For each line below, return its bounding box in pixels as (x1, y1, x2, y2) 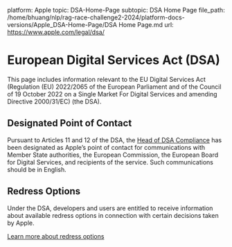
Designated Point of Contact (7, 117, 132, 129)
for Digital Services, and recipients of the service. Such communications (7, 157, 213, 166)
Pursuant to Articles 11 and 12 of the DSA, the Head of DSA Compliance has (7, 135, 222, 144)
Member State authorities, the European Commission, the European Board (7, 151, 219, 159)
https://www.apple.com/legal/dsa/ (7, 28, 105, 36)
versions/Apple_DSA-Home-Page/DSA (7, 21, 118, 28)
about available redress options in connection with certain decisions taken (7, 211, 220, 219)
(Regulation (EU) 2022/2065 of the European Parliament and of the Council (7, 83, 222, 91)
